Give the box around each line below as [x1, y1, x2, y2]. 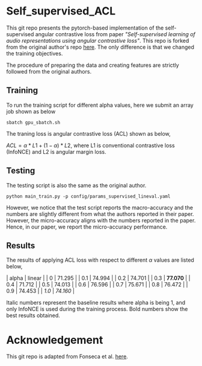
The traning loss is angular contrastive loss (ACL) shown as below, [6, 130, 171, 137]
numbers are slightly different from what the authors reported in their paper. [6, 210, 194, 218]
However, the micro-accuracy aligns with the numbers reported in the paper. [6, 216, 196, 224]
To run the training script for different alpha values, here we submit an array [6, 101, 194, 109]
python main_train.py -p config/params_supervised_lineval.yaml [6, 193, 171, 200]
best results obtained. [6, 312, 60, 319]
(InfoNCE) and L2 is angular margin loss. [6, 148, 106, 155]
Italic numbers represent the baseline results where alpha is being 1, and [6, 299, 186, 306]
